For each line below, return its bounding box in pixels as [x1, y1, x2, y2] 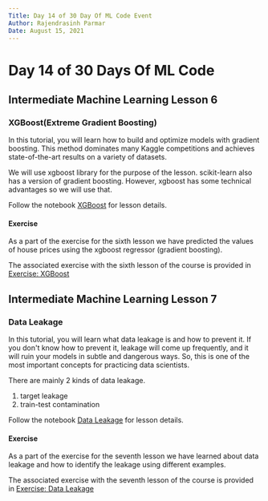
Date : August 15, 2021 [8, 26, 84, 34]
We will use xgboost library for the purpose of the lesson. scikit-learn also [8, 168, 253, 177]
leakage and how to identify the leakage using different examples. [8, 460, 226, 470]
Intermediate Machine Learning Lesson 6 [8, 93, 218, 107]
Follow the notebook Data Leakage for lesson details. [8, 415, 185, 425]
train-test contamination [19, 400, 100, 410]
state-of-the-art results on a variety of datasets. [8, 152, 167, 162]
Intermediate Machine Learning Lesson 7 [8, 292, 217, 305]
